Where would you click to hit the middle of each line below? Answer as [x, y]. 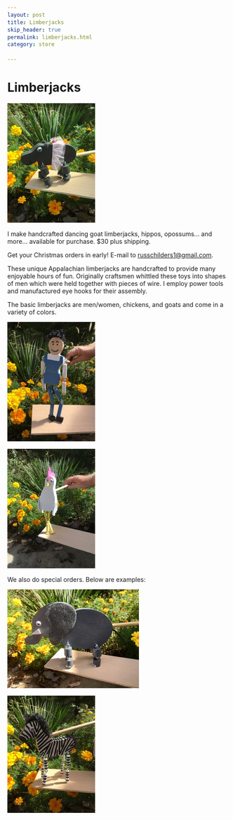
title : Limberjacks [36, 22]
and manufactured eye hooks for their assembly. [77, 291]
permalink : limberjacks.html [50, 37]
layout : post [26, 15]
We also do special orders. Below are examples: [76, 579]
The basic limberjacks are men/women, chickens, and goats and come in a [115, 304]
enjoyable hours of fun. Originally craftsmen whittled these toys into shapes [116, 276]
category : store [31, 45]
